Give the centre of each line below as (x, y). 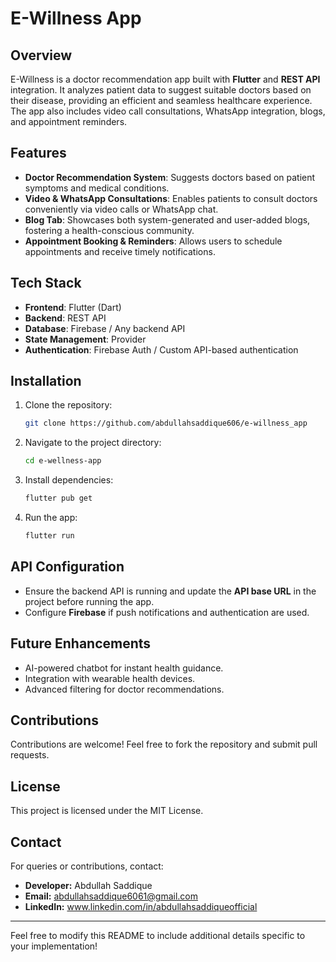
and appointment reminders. (69, 121)
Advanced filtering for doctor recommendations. (124, 689)
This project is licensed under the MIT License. (107, 811)
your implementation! (54, 946)
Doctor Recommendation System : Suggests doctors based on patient (170, 177)
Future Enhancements (81, 643)
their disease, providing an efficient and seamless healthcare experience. (161, 100)
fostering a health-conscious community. (109, 230)
